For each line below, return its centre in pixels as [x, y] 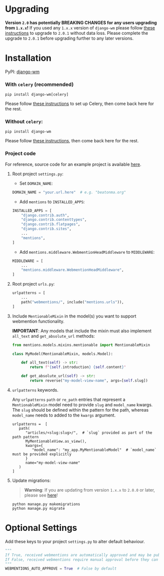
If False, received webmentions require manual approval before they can [82, 560]
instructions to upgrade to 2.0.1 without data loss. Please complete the [77, 33]
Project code [20, 154]
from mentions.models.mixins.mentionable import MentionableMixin [81, 345]
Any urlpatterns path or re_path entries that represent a [69, 399]
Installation [28, 58]
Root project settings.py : [38, 174]
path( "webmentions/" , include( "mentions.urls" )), [72, 302]
